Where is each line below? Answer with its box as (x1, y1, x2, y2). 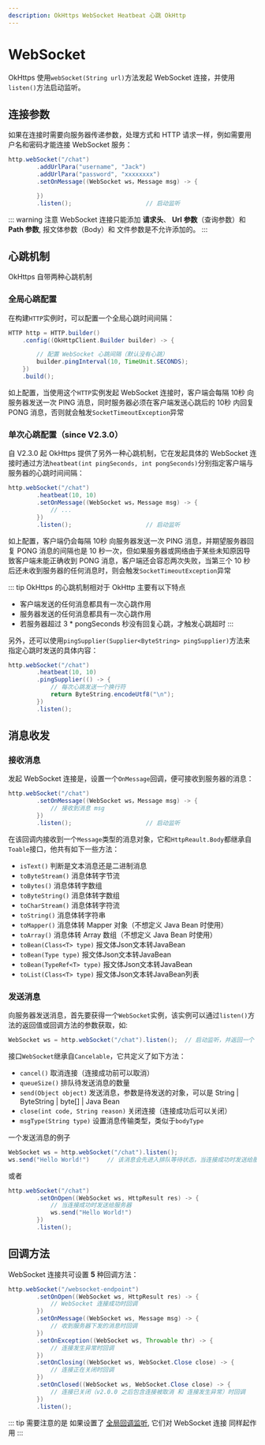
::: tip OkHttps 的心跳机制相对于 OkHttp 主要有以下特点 (8, 582, 186, 592)
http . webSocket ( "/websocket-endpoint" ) (8, 1285, 140, 1294)
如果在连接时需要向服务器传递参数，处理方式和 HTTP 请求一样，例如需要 (8, 130, 245, 140)
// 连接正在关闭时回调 (50, 1366, 114, 1374)
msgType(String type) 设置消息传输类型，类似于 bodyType (19, 1115, 204, 1125)
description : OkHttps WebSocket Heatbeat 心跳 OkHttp (8, 11, 187, 20)
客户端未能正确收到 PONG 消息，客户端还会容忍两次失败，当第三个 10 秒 (14, 555, 251, 565)
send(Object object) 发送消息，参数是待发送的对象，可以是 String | (19, 1088, 239, 1097)
